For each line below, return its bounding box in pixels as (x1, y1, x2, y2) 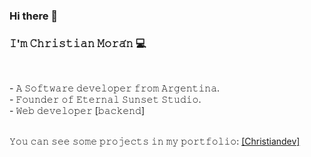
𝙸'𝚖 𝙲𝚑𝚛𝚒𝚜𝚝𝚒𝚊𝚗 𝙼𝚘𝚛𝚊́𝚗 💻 (9, 36, 147, 50)
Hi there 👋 (9, 9, 59, 23)
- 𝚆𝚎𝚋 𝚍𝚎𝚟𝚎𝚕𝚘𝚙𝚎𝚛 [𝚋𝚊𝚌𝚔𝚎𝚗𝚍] (9, 105, 145, 117)
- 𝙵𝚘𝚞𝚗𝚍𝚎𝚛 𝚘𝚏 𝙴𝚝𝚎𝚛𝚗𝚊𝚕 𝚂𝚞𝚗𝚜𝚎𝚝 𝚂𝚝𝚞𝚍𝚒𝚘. (9, 94, 202, 106)
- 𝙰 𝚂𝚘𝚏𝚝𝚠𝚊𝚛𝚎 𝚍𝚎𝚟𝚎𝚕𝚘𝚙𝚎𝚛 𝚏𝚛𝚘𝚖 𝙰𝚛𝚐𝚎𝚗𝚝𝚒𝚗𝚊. (9, 82, 221, 94)
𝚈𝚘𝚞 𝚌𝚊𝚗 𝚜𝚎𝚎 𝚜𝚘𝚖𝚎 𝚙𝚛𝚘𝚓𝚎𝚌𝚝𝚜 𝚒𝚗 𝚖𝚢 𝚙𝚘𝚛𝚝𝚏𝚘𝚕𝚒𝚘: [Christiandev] (9, 135, 301, 148)
